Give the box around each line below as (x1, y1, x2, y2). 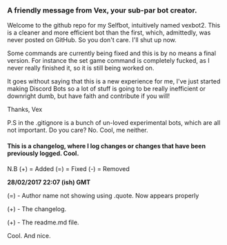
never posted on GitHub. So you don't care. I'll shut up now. (7, 36, 177, 44)
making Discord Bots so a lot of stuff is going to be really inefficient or (7, 85, 206, 93)
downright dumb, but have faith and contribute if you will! (7, 92, 170, 100)
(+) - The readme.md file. (7, 218, 79, 226)
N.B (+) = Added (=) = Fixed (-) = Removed (7, 164, 130, 173)
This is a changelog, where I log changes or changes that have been (7, 141, 206, 150)
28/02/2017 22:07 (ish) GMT (7, 178, 91, 186)
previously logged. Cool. (7, 149, 79, 157)
